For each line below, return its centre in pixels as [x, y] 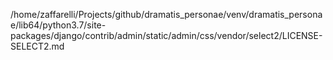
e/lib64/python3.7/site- [58, 25]
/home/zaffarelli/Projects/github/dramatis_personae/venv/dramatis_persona [166, 14]
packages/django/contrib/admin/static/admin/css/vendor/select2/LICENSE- [166, 35]
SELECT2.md [37, 46]
